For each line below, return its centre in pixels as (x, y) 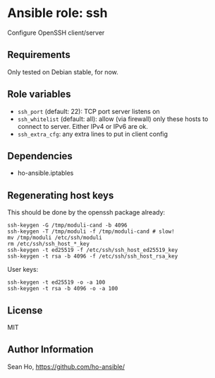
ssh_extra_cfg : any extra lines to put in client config (92, 134)
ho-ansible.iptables (45, 173)
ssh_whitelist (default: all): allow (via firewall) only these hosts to (113, 119)
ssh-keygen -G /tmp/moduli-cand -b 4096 (68, 225)
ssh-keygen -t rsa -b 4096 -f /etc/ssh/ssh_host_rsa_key (93, 256)
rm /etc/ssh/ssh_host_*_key (49, 244)
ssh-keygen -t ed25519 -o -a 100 (56, 282)
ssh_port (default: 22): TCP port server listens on (88, 111)
